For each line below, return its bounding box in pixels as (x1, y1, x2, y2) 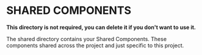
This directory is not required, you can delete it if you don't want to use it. (6, 24, 197, 31)
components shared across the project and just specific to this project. (6, 42, 184, 49)
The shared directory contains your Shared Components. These (6, 35, 167, 42)
